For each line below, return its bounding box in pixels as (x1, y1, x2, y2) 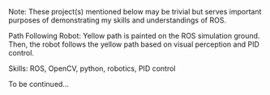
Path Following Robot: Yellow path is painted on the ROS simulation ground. (8, 31, 260, 40)
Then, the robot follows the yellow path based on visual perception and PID (8, 39, 259, 49)
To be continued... (8, 80, 69, 89)
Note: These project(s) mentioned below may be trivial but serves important (8, 7, 262, 16)
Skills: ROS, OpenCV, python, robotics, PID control (8, 64, 176, 73)
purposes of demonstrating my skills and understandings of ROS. (8, 15, 227, 25)
